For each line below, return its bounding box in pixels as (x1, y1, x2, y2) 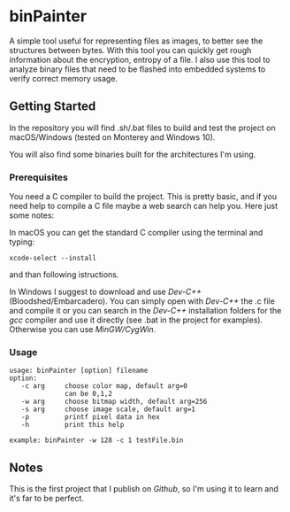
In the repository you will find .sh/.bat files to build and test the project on (9, 122, 276, 133)
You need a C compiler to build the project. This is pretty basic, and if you (9, 191, 277, 202)
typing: (9, 237, 35, 247)
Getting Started (9, 99, 96, 114)
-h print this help (20, 421, 125, 430)
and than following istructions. (9, 269, 119, 280)
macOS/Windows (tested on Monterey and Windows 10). (9, 131, 216, 143)
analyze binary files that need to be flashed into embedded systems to (9, 64, 266, 74)
